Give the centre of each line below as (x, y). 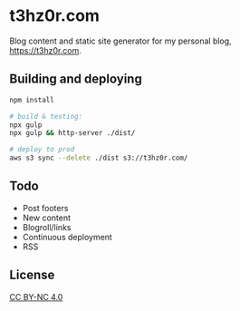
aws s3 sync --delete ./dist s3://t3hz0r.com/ (99, 158)
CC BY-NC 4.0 (36, 296)
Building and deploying (76, 79)
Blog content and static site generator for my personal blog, (121, 41)
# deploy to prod (42, 150)
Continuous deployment (67, 237)
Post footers (45, 208)
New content (46, 218)
